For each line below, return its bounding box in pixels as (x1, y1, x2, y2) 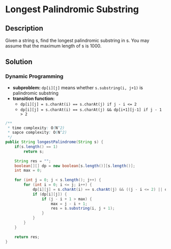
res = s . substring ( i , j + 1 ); (50, 206, 115, 211)
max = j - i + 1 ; (50, 201, 88, 206)
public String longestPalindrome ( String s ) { (5, 139, 103, 145)
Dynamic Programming (5, 73, 64, 80)
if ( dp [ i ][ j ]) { (32, 191, 67, 197)
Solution (5, 58, 33, 66)
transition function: (12, 95, 55, 102)
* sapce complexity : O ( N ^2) (7, 130, 67, 135)
